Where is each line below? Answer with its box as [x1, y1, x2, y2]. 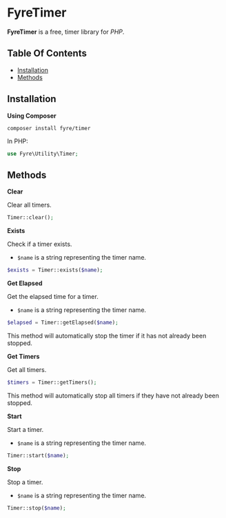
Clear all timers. [7, 201, 52, 209]
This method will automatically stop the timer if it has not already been [7, 331, 207, 340]
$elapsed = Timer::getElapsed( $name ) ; [7, 319, 119, 326]
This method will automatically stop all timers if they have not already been [7, 391, 219, 400]
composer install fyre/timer [7, 125, 91, 132]
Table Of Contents [7, 48, 88, 59]
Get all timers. [7, 365, 47, 373]
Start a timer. [7, 425, 44, 433]
